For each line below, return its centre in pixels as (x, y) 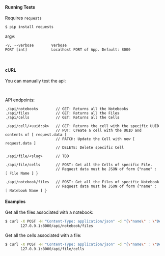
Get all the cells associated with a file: (43, 235)
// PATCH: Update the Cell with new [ (95, 139)
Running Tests (20, 7)
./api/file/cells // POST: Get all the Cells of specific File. (79, 165)
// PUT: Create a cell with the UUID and (98, 131)
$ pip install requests (29, 27)
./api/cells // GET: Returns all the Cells (62, 118)
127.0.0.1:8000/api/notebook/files (57, 226)
